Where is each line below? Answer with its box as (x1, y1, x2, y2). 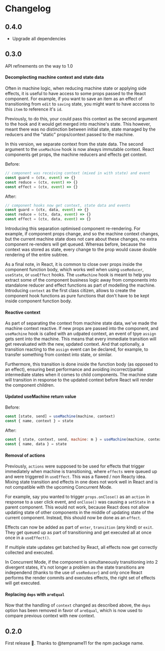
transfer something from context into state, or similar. (5, 352, 113, 358)
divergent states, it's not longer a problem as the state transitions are (5, 564, 145, 570)
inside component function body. (5, 298, 72, 304)
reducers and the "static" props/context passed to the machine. (5, 132, 134, 138)
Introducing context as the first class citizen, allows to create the (5, 288, 136, 293)
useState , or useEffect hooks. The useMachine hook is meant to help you (5, 272, 151, 278)
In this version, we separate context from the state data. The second (5, 141, 143, 147)
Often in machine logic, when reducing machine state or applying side (5, 85, 147, 91)
